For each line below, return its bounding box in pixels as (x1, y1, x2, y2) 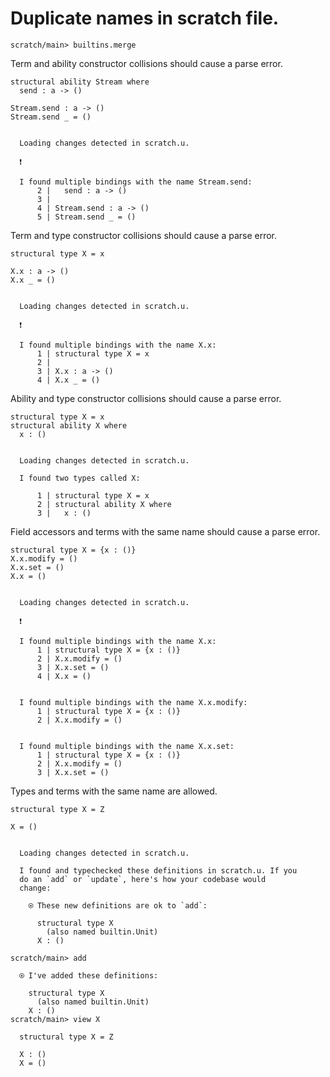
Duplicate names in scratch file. (10, 7, 280, 30)
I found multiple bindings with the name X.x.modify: (19, 697, 248, 707)
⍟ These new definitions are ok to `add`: (28, 900, 208, 911)
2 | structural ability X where (36, 499, 172, 509)
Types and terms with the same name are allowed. (10, 785, 218, 797)
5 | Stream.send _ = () (36, 212, 137, 222)
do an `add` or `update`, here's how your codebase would (19, 874, 267, 884)
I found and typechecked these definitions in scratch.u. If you (19, 865, 298, 876)
